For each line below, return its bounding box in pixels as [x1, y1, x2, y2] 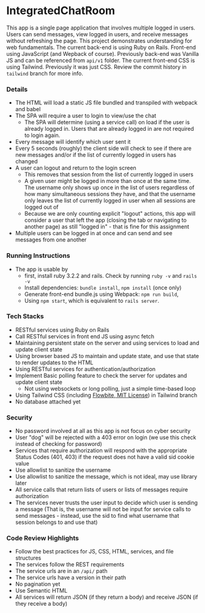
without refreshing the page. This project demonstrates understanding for [6, 37, 193, 44]
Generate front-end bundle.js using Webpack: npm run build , [24, 290, 179, 298]
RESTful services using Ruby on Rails [15, 326, 110, 334]
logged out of [24, 203, 59, 211]
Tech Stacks [6, 312, 44, 321]
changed [15, 158, 38, 165]
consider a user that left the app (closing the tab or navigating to [24, 216, 187, 224]
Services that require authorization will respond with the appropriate [15, 447, 188, 455]
